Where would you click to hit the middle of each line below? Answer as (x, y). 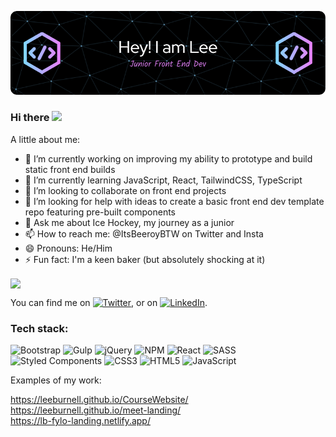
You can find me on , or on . (109, 302)
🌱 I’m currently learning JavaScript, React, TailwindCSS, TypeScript (163, 180)
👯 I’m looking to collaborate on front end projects (125, 190)
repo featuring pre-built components (100, 212)
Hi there (30, 118)
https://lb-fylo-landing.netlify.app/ (80, 421)
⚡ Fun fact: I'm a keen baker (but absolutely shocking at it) (145, 259)
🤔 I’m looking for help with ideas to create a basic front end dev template (174, 201)
